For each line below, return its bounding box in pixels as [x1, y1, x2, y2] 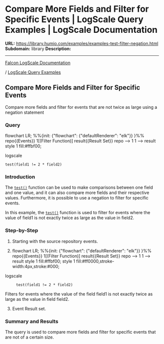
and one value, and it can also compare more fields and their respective [5, 190, 150, 196]
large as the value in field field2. [5, 296, 70, 302]
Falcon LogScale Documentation [5, 60, 71, 66]
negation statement [5, 109, 44, 115]
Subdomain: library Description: [5, 46, 71, 51]
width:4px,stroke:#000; [12, 263, 60, 269]
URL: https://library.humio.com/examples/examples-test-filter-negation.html [5, 40, 159, 46]
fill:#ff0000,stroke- [76, 258, 115, 264]
